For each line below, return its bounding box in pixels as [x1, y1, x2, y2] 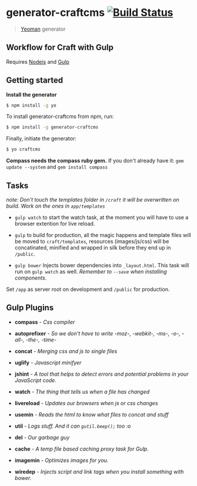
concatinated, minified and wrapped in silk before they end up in [14, 244, 171, 251]
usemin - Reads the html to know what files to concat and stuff [14, 411, 169, 418]
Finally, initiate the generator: [6, 135, 76, 142]
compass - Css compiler [14, 318, 75, 326]
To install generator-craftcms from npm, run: [6, 113, 114, 120]
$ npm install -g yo [6, 102, 57, 109]
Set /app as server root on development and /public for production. [6, 286, 170, 293]
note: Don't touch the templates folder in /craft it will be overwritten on [6, 196, 179, 203]
